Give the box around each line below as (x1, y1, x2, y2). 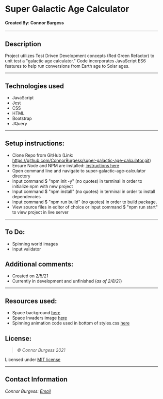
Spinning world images (12, 241, 58, 247)
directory (12, 173, 31, 179)
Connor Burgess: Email (5, 388, 51, 394)
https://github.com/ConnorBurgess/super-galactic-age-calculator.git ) (12, 157, 151, 163)
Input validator (12, 246, 41, 252)
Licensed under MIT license (5, 357, 61, 362)
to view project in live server (12, 209, 69, 215)
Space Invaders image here (12, 315, 67, 321)
